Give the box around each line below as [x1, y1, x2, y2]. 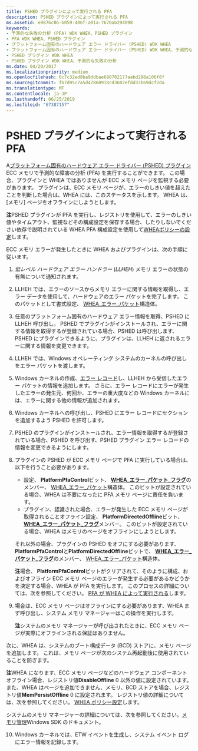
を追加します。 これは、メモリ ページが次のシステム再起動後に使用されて [6, 649, 184, 657]
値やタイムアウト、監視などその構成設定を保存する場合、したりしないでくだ [6, 219, 192, 226]
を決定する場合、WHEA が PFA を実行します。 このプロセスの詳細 [14, 583, 175, 590]
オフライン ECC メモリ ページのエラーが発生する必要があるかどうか [25, 575, 190, 582]
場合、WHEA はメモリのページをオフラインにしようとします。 [28, 528, 180, 535]
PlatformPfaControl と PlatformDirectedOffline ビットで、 [14, 548, 154, 555]
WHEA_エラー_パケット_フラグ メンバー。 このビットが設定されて [23, 521, 183, 528]
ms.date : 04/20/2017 [6, 63, 57, 70]
